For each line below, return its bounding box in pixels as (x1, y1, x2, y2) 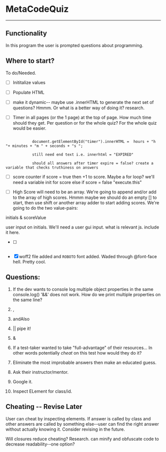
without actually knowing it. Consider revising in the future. (5, 426, 125, 432)
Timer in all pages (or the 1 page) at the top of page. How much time (12, 114, 152, 120)
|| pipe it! (12, 325, 31, 331)
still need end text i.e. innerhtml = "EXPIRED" (32, 152, 134, 157)
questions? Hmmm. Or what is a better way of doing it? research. (12, 105, 145, 111)
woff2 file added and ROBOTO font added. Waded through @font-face (19, 253, 157, 259)
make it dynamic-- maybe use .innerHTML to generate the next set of (12, 99, 154, 105)
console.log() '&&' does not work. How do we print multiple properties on (12, 291, 161, 297)
